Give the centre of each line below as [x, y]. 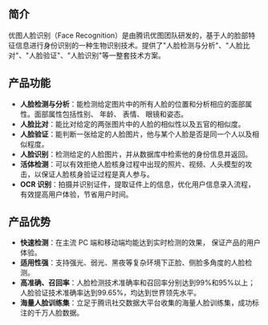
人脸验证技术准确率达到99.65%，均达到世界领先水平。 [110, 293]
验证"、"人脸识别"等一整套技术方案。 [104, 55]
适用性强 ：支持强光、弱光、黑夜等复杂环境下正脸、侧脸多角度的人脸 [132, 262]
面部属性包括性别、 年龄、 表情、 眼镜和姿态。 [111, 114]
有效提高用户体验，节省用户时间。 [76, 194]
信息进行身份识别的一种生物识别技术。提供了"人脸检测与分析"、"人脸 [129, 45]
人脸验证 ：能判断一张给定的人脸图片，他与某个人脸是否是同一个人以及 [136, 134]
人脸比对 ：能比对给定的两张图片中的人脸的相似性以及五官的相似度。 [132, 124]
